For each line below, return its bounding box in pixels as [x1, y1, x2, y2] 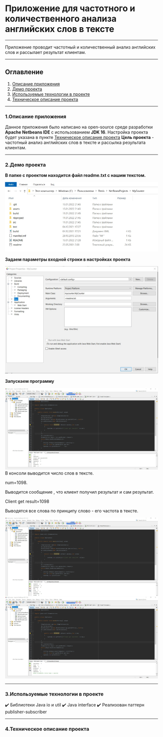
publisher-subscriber [5, 709, 47, 715]
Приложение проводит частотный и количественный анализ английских [5, 44, 156, 50]
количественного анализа [5, 13, 117, 24]
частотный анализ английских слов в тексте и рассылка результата [5, 139, 146, 146]
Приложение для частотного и [5, 3, 135, 14]
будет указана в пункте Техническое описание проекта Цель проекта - [5, 135, 154, 140]
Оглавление [5, 68, 44, 76]
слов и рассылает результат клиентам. [5, 49, 86, 55]
